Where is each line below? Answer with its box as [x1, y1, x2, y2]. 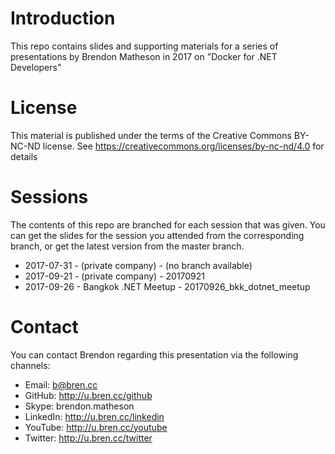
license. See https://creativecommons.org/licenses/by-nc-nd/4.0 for [42, 140, 325, 152]
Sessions [10, 186, 89, 209]
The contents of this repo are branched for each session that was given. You [10, 218, 326, 231]
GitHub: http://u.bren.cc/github [24, 389, 153, 401]
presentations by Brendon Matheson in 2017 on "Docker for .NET [10, 50, 278, 62]
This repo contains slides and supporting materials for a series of [10, 40, 279, 52]
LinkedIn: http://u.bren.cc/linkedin [24, 410, 165, 422]
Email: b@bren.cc [24, 378, 98, 391]
